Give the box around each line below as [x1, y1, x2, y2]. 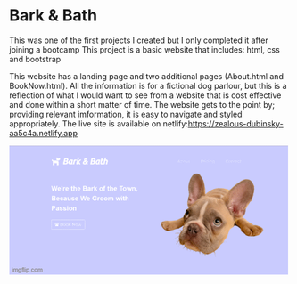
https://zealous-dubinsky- [187, 118, 284, 129]
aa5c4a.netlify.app [9, 127, 78, 138]
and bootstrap [9, 53, 62, 64]
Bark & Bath [9, 5, 98, 26]
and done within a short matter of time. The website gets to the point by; [9, 99, 276, 110]
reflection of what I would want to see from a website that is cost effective [9, 90, 282, 101]
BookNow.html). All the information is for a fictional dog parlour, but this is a [9, 80, 287, 91]
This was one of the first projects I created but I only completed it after [9, 35, 269, 45]
